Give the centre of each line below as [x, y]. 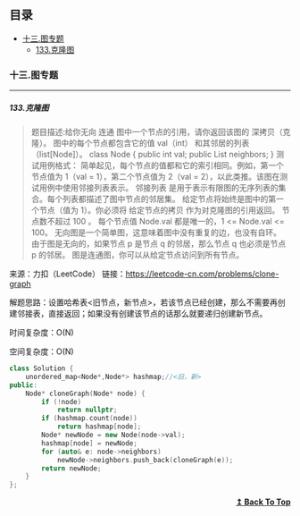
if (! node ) [62, 402]
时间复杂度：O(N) [42, 333]
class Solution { [42, 368]
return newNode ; [71, 468]
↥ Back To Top [263, 502]
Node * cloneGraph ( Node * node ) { [85, 393]
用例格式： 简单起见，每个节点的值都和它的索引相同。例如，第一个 [161, 165]
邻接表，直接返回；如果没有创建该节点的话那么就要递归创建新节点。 [142, 314]
